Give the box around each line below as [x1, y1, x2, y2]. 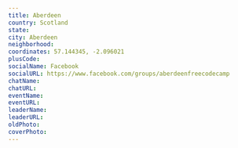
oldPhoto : [8, 121, 41, 128]
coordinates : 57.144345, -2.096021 [8, 48, 125, 56]
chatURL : [8, 84, 37, 92]
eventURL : [8, 99, 41, 106]
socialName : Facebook [8, 63, 79, 70]
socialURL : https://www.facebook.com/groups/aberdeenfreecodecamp [8, 70, 230, 78]
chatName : [8, 77, 41, 85]
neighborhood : [8, 41, 55, 49]
